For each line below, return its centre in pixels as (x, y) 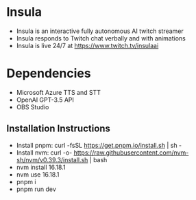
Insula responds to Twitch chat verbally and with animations (101, 38)
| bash (98, 159)
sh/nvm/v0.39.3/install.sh (52, 159)
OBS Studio (33, 107)
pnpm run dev (36, 189)
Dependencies (49, 74)
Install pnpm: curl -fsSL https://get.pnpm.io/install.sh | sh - (99, 145)
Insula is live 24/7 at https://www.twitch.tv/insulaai (87, 45)
